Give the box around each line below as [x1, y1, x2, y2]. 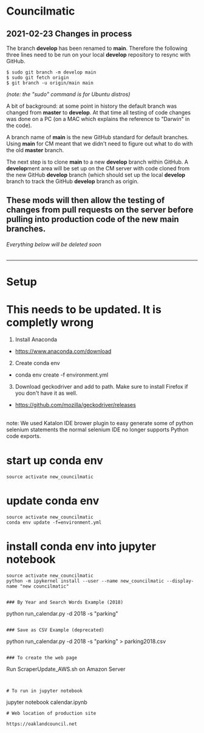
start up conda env [6, 453, 103, 467]
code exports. [6, 432, 41, 439]
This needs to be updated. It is [6, 302, 162, 316]
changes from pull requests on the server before [6, 205, 194, 215]
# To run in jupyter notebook [6, 687, 83, 694]
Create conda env [15, 359, 60, 366]
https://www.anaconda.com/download [15, 347, 112, 355]
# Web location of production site [6, 710, 97, 716]
